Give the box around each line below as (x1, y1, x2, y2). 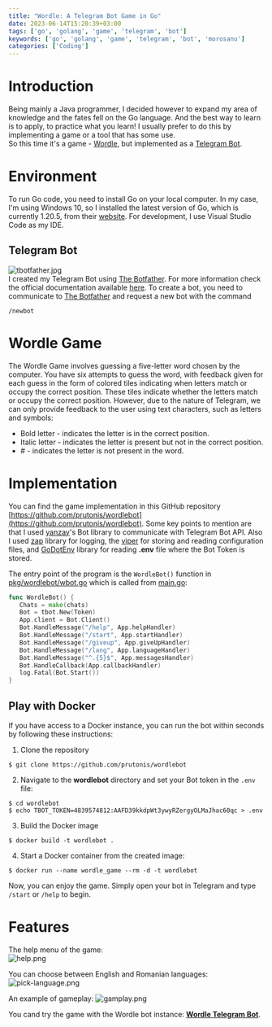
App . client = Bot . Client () (19, 616, 111, 624)
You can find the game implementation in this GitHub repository (8, 501, 221, 511)
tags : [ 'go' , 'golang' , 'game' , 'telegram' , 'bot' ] (8, 27, 187, 35)
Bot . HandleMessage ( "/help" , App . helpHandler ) (19, 623, 176, 631)
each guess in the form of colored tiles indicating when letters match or (8, 378, 248, 387)
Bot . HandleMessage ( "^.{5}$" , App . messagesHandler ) (19, 653, 195, 662)
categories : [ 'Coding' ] (8, 42, 89, 50)
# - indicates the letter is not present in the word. (19, 445, 184, 456)
